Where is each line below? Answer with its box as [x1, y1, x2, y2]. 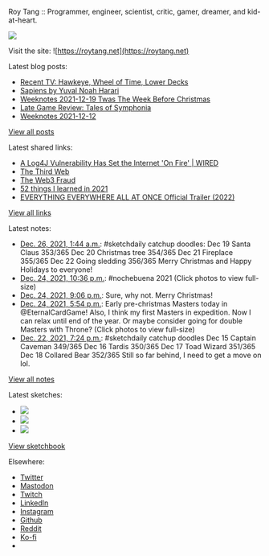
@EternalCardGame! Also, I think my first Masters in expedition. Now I [19, 307, 251, 317]
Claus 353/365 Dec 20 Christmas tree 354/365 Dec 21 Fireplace [19, 248, 234, 257]
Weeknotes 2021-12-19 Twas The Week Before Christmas [19, 94, 211, 104]
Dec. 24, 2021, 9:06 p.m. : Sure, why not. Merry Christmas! [19, 290, 213, 300]
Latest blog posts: [8, 62, 68, 71]
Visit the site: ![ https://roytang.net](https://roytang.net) [8, 46, 190, 56]
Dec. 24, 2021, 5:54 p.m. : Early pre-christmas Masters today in [19, 299, 228, 308]
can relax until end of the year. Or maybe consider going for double [19, 316, 243, 325]
